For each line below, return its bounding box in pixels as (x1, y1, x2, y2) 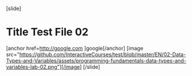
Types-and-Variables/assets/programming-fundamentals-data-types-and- (6, 57, 187, 64)
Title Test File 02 (6, 26, 89, 39)
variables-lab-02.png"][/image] (6, 63, 82, 70)
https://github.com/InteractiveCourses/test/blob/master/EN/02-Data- (19, 51, 186, 58)
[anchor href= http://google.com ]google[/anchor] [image (6, 44, 143, 51)
